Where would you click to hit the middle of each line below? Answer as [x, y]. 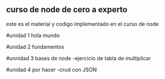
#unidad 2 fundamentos [35, 47]
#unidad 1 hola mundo [33, 35]
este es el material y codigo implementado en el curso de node [82, 24]
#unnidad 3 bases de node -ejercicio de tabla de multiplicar [79, 58]
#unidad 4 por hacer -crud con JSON [52, 70]
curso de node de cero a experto [67, 10]
